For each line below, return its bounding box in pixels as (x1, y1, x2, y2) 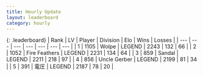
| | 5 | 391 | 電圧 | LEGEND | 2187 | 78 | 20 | (6, 63, 114, 70)
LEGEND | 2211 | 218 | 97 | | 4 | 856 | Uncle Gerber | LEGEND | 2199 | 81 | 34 (6, 55, 197, 63)
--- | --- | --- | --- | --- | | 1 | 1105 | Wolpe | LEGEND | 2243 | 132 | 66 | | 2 (13, 43, 197, 50)
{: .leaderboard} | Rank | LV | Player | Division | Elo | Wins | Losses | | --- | (6, 37, 191, 44)
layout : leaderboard (6, 14, 59, 21)
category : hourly (6, 20, 51, 26)
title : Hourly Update (6, 8, 62, 15)
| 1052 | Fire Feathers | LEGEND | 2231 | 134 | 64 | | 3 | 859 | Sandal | (6, 49, 179, 57)
